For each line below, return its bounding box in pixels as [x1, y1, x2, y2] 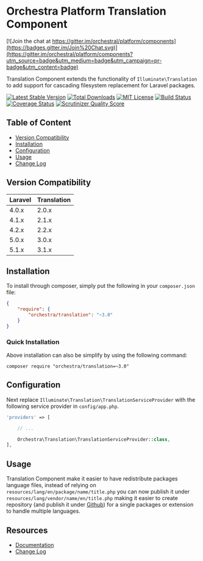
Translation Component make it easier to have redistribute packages [6, 475, 178, 482]
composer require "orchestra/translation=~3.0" [6, 363, 130, 370]
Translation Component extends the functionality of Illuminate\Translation [6, 75, 198, 82]
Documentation [15, 541, 54, 548]
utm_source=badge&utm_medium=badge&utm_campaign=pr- [6, 57, 162, 64]
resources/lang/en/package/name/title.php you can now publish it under [6, 488, 190, 495]
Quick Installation [6, 337, 60, 346]
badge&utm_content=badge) [6, 63, 79, 71]
